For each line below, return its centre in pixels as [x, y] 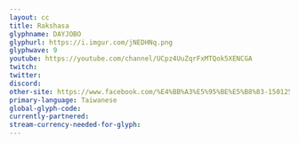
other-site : [31, 91]
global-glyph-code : [45, 108]
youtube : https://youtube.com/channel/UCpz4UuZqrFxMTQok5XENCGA [131, 59]
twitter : [25, 75]
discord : [25, 83]
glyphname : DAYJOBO [45, 34]
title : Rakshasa [39, 26]
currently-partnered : [49, 116]
